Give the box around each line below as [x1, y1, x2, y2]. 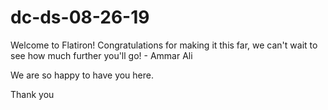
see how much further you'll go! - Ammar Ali [10, 49, 193, 61]
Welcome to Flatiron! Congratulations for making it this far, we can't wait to [10, 39, 318, 51]
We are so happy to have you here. [10, 69, 155, 81]
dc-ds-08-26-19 [10, 6, 150, 29]
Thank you [10, 88, 55, 100]
